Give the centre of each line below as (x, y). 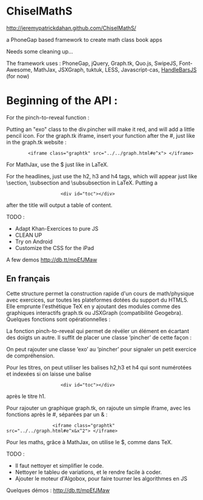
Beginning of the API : (62, 101)
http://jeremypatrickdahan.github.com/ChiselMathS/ (71, 28)
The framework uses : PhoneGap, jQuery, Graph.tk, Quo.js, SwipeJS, (92, 63)
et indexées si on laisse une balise (49, 374)
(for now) (18, 76)
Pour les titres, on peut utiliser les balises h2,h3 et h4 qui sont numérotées (99, 367)
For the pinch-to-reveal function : (48, 117)
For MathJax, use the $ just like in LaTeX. (58, 164)
